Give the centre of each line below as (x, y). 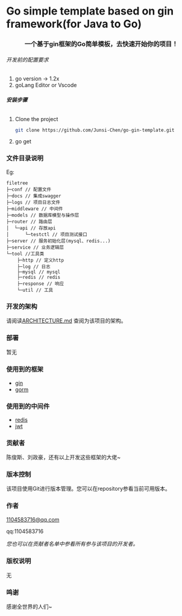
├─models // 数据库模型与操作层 (43, 215)
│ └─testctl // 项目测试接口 (47, 234)
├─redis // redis (39, 277)
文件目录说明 (25, 159)
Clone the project (36, 119)
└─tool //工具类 (25, 254)
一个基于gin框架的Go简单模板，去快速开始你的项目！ (101, 44)
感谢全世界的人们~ (29, 607)
